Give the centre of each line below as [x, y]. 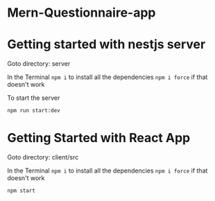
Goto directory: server [39, 64]
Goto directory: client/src [43, 157]
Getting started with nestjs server [106, 45]
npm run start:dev [34, 111]
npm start [21, 191]
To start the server [34, 98]
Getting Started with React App [99, 138]
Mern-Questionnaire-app [81, 13]
